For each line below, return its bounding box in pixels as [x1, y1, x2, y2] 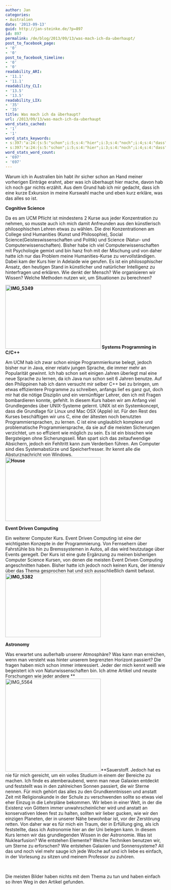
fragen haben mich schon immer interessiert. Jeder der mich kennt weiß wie [5, 662, 165, 668]
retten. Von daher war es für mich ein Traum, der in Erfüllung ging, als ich [5, 821, 159, 827]
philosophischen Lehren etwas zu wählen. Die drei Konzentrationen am [5, 226, 154, 232]
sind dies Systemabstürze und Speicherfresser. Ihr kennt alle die [5, 446, 141, 452]
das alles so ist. [5, 195, 38, 201]
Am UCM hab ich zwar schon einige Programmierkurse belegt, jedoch [5, 359, 152, 365]
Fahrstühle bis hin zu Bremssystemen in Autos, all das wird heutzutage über [5, 546, 164, 552]
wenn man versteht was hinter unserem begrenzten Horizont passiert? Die [5, 657, 161, 663]
